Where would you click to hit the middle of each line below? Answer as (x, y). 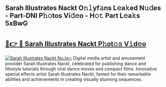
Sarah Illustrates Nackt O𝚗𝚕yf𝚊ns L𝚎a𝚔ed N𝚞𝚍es (83, 8)
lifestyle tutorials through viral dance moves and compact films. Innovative (81, 69)
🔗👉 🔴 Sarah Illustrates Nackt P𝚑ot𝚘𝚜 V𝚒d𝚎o (76, 44)
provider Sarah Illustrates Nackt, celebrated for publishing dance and (76, 64)
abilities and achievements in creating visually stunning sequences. (74, 79)
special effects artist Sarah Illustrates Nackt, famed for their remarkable (78, 74)
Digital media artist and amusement (109, 58)
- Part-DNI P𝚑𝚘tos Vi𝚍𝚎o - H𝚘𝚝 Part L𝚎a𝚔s (73, 16)
